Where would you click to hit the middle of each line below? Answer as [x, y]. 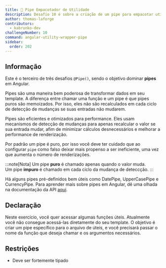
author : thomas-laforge [30, 19]
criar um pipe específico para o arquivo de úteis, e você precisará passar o [82, 228]
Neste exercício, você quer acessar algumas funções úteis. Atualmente [77, 217]
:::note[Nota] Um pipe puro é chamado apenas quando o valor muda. [75, 164]
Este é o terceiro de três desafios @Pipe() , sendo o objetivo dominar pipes [81, 79]
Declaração [23, 205]
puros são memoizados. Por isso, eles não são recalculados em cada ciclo [81, 104]
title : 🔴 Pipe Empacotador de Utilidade [47, 10]
